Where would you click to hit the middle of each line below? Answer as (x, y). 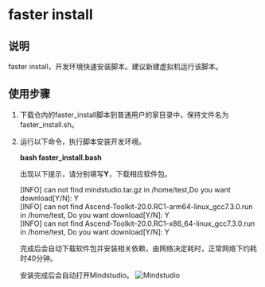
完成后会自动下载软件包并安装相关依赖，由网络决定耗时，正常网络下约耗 (138, 248)
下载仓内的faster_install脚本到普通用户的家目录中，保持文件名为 (124, 114)
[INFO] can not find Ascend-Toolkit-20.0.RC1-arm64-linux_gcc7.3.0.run (136, 206)
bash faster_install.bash (60, 157)
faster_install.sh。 (49, 124)
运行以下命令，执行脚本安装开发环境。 (82, 142)
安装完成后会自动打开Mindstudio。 (76, 275)
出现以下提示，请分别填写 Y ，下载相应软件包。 (96, 173)
